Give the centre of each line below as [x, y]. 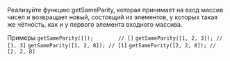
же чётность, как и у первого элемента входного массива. [95, 24]
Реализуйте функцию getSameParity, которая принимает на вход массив [115, 10]
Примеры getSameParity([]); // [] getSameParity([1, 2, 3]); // [115, 38]
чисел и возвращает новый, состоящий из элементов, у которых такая [113, 17]
